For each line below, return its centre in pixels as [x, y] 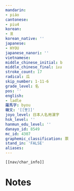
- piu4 [12, 24]
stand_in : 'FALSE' [25, 143]
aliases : [15, 148]
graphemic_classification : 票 [37, 139]
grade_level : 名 [22, 86]
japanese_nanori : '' [27, 53]
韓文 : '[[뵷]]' [20, 110]
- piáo [12, 15]
